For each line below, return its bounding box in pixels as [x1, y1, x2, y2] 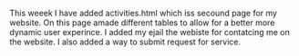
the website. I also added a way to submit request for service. [9, 36, 242, 47]
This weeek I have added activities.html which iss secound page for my [9, 8, 278, 18]
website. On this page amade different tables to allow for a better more [9, 17, 275, 28]
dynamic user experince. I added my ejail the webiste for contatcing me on [9, 27, 290, 37]
